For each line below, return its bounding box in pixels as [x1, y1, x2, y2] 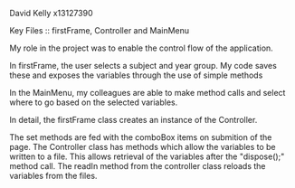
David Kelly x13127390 [9, 8, 93, 18]
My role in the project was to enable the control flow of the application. [9, 42, 273, 53]
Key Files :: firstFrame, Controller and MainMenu [9, 25, 190, 35]
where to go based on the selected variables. [9, 97, 178, 108]
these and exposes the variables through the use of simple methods [9, 70, 263, 80]
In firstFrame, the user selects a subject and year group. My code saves [9, 61, 278, 70]
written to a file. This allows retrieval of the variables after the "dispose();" [9, 151, 285, 162]
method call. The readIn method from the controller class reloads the [9, 161, 266, 171]
